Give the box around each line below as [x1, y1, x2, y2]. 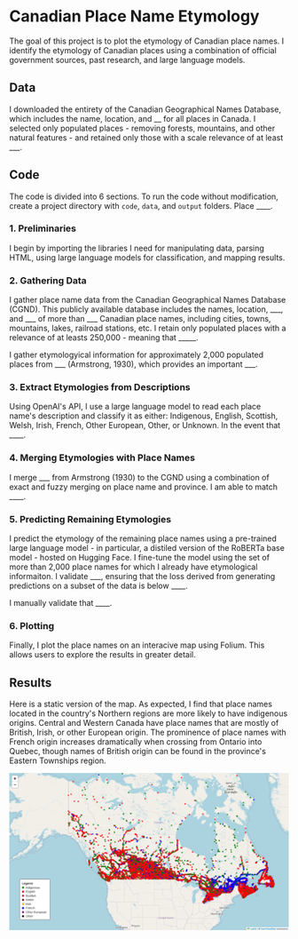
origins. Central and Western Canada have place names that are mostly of [9, 718, 279, 728]
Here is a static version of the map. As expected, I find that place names [9, 699, 273, 710]
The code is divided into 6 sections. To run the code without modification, [9, 191, 279, 202]
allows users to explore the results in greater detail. [9, 649, 197, 660]
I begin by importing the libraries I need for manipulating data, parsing [9, 243, 264, 253]
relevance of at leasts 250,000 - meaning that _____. [9, 332, 199, 343]
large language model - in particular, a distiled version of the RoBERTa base [9, 543, 286, 553]
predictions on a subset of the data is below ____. [9, 580, 188, 592]
